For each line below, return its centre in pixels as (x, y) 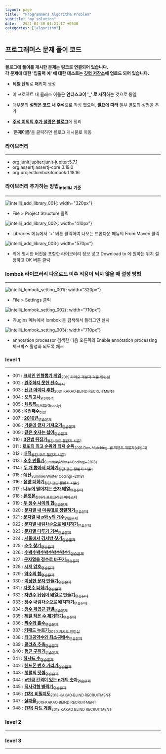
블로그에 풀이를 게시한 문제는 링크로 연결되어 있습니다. (57, 67)
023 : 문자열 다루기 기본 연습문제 (42, 532)
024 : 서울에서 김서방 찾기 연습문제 (44, 539)
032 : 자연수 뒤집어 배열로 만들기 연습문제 (50, 595)
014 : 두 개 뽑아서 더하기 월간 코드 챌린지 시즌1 (52, 468)
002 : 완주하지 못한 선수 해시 (39, 383)
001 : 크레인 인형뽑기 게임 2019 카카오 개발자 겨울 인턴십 (61, 376)
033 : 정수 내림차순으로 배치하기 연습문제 (50, 602)
